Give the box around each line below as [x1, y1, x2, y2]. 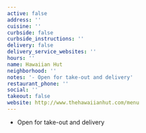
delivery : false [7, 42, 53, 49]
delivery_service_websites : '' [7, 49, 97, 56]
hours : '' [7, 55, 36, 62]
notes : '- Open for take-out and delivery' [7, 73, 134, 81]
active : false [7, 10, 48, 17]
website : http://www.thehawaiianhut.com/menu [7, 99, 139, 106]
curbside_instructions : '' [7, 36, 84, 43]
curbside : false [7, 29, 53, 36]
